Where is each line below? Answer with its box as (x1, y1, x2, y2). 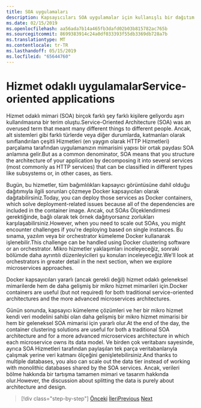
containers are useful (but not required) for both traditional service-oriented (6, 288, 194, 296)
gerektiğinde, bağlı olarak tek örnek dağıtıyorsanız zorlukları (6, 213, 155, 220)
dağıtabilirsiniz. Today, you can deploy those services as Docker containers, (6, 193, 193, 201)
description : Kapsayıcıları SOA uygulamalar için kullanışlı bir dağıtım (6, 14, 195, 20)
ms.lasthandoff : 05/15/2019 (6, 48, 77, 54)
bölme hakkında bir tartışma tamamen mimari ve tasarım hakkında (6, 370, 169, 377)
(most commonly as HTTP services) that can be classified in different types (6, 163, 193, 170)
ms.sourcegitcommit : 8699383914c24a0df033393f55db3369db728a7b (6, 31, 168, 37)
